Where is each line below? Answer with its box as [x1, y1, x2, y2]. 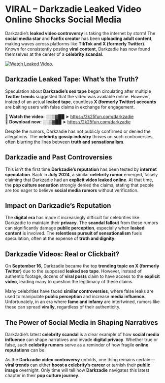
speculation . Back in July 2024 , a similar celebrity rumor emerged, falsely [5, 171, 158, 177]
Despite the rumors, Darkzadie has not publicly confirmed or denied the [5, 128, 151, 134]
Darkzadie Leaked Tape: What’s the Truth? [5, 75, 139, 83]
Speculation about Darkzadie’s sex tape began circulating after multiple [5, 88, 151, 94]
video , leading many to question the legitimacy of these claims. [5, 279, 134, 285]
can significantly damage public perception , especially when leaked [5, 225, 145, 231]
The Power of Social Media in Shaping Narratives [5, 318, 159, 327]
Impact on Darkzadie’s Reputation [5, 201, 111, 210]
